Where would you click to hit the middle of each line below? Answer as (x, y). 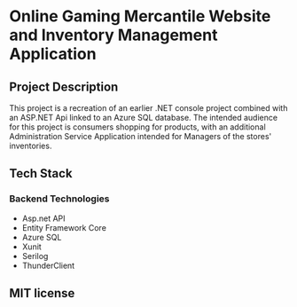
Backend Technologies (59, 199)
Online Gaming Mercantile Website (140, 16)
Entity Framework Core (64, 227)
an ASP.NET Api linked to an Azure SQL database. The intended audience (143, 118)
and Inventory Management (113, 35)
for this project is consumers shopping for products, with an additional (137, 127)
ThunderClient (48, 265)
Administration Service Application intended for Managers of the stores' (141, 136)
